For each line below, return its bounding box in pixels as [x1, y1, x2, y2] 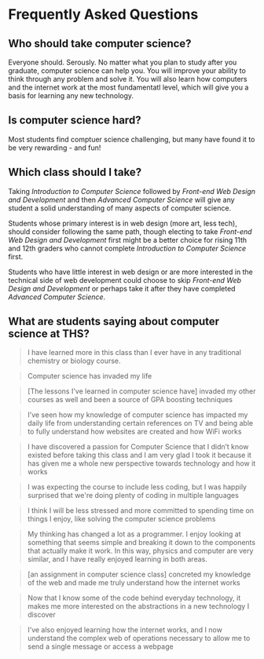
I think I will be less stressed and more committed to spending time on [27, 506, 254, 515]
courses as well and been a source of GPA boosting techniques [27, 395, 233, 405]
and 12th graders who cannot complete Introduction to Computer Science [8, 243, 247, 253]
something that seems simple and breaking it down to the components [27, 538, 256, 547]
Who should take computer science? [8, 37, 192, 50]
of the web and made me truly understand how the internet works [27, 578, 241, 588]
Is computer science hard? [8, 114, 141, 127]
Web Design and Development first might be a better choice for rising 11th [8, 235, 247, 244]
